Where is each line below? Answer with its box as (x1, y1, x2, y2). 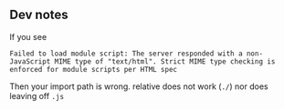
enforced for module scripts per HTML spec (9, 65, 178, 74)
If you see (9, 31, 47, 42)
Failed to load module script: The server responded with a (9, 49, 244, 58)
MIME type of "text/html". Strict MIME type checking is (54, 56, 276, 66)
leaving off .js (9, 90, 65, 101)
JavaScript (9, 56, 51, 66)
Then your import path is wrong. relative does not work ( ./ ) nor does (9, 81, 268, 92)
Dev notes (9, 7, 68, 23)
